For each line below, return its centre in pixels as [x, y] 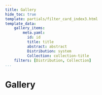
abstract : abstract [47, 47]
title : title [40, 42]
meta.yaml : [34, 33]
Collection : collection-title [58, 56]
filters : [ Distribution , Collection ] [53, 60]
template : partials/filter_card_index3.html [51, 19]
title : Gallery [21, 10]
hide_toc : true [21, 14]
